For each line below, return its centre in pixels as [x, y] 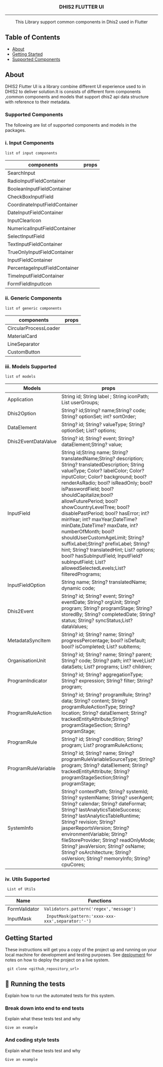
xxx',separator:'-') [67, 921]
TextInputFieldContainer [35, 244]
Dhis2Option [22, 413]
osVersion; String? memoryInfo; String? [106, 859]
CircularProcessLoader [34, 328]
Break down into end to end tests [45, 1008]
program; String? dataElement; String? [105, 766]
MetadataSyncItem [29, 640]
